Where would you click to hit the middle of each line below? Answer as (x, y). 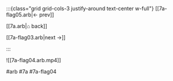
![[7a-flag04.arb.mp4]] (34, 60)
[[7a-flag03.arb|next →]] (36, 37)
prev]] (47, 15)
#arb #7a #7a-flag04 (32, 72)
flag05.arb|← (22, 15)
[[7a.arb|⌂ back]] (27, 26)
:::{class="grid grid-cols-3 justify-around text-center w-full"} (80, 9)
